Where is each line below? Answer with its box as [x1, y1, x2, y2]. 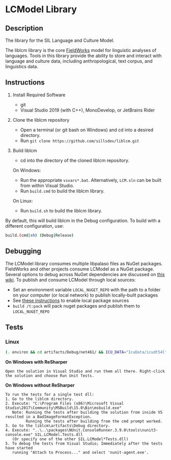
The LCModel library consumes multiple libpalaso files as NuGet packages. [5, 260, 163, 266]
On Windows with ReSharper [5, 359, 68, 365]
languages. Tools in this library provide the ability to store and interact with [5, 52, 162, 59]
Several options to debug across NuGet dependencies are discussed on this [5, 271, 165, 277]
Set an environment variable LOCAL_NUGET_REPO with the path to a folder [12, 286, 161, 292]
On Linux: [12, 198, 33, 204]
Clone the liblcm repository [12, 117, 70, 123]
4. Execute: [5, 428, 31, 433]
